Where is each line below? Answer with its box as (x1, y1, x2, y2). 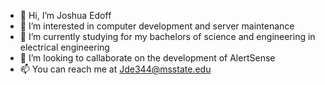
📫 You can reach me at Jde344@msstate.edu (19, 63, 212, 75)
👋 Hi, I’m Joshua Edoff (19, 10, 112, 21)
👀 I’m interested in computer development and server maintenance (19, 20, 295, 32)
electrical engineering (19, 41, 110, 53)
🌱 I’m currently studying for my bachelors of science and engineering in (19, 31, 316, 42)
